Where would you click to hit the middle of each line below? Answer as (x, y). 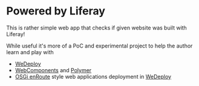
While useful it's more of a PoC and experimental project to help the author (99, 46)
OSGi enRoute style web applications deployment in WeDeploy (93, 76)
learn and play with (30, 52)
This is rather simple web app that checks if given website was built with (97, 28)
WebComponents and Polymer (53, 70)
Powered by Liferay (56, 11)
